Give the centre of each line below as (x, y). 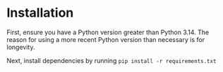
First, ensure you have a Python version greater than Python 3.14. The (108, 32)
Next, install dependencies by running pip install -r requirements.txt (111, 60)
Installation (40, 13)
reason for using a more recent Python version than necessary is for (106, 39)
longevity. (21, 47)
